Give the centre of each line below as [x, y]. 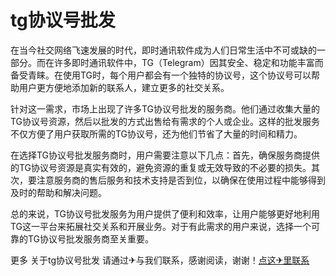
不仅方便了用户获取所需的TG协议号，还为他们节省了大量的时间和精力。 [156, 133]
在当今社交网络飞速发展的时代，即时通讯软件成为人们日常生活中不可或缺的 [163, 50]
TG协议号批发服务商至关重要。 [91, 238]
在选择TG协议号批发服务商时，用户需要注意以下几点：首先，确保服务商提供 [165, 155]
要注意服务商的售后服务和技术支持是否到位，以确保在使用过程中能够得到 [176, 180]
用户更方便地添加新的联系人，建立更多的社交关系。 [124, 87]
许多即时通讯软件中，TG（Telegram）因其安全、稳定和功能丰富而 [188, 62]
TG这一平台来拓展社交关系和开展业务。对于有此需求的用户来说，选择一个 [161, 226]
